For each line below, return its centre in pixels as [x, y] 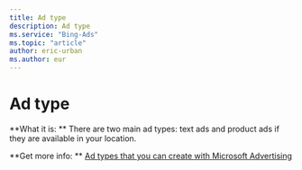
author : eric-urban [46, 51]
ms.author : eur [38, 59]
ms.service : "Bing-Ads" [54, 34]
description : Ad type [50, 26]
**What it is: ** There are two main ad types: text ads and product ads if [144, 129]
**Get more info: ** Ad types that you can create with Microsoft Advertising [151, 156]
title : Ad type [38, 18]
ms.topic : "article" [48, 43]
